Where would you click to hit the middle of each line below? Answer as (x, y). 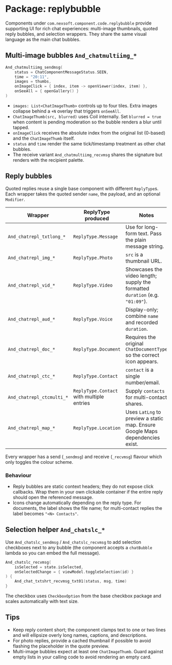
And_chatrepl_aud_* (31, 319)
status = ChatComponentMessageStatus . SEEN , (62, 72)
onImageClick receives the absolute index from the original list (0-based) (89, 133)
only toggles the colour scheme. (39, 462)
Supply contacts (145, 391)
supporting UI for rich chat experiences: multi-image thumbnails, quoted (82, 28)
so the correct (142, 355)
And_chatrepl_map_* (31, 428)
